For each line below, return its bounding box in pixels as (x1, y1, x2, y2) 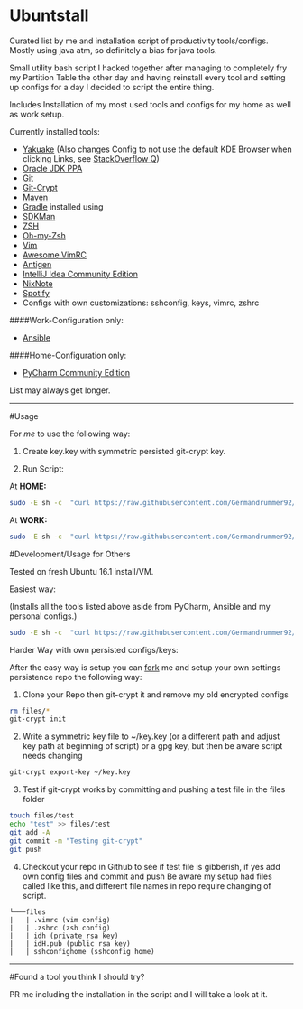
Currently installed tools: (9, 126, 101, 136)
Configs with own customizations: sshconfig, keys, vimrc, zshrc (22, 297, 260, 308)
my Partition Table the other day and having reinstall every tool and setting (9, 71, 286, 82)
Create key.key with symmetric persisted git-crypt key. (22, 445, 226, 456)
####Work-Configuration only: (9, 314, 124, 325)
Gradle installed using (22, 201, 104, 212)
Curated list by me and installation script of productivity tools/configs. (9, 35, 269, 46)
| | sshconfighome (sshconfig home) (9, 947, 155, 956)
